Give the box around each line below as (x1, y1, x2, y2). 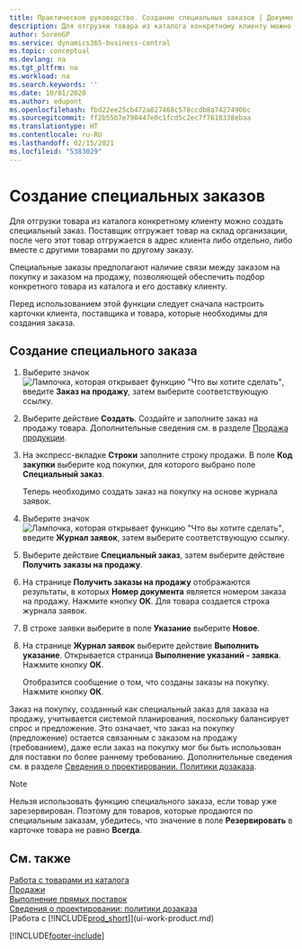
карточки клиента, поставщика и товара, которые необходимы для (9, 308, 268, 318)
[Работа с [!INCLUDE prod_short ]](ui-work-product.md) (9, 913, 214, 924)
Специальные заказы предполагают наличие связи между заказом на (9, 262, 280, 273)
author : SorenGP (9, 30, 70, 39)
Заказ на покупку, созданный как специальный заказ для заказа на (9, 703, 270, 715)
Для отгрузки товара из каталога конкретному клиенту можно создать (9, 215, 284, 226)
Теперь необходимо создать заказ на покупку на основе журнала (22, 487, 279, 497)
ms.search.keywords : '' (9, 80, 99, 89)
